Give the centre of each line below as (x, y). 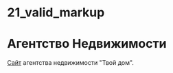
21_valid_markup (56, 13)
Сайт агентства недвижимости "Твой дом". (70, 63)
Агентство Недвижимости (87, 44)
